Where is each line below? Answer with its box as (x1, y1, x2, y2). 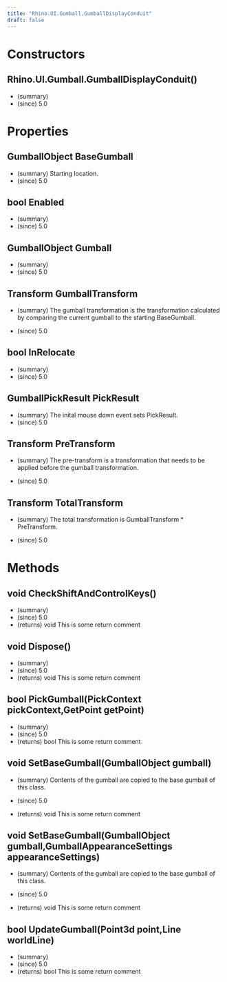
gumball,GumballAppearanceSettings (7, 841, 173, 852)
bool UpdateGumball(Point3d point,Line (7, 923, 182, 935)
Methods (7, 560, 60, 576)
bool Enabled (7, 196, 65, 208)
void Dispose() (7, 640, 71, 652)
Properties (7, 124, 69, 139)
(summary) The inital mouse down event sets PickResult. (17, 411, 179, 419)
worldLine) (7, 934, 55, 946)
